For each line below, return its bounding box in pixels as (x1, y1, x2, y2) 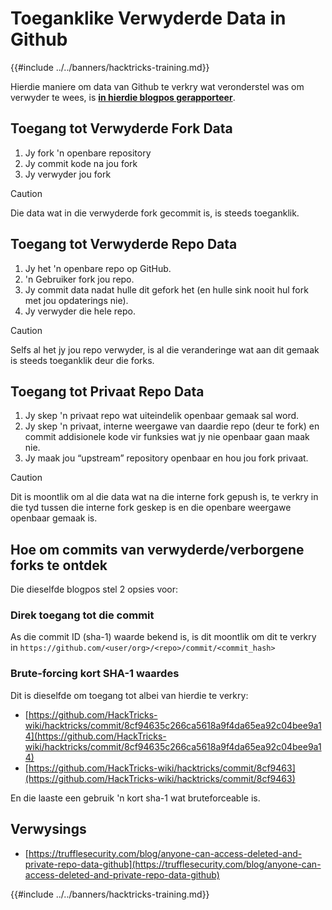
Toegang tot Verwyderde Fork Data (10, 120, 233, 137)
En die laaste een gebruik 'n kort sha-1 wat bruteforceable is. (10, 792, 261, 804)
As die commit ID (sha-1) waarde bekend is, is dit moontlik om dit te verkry (10, 631, 317, 643)
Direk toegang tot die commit (10, 608, 155, 622)
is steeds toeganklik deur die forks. (10, 354, 155, 366)
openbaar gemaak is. (10, 512, 98, 524)
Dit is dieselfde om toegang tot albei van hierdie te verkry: (10, 689, 249, 701)
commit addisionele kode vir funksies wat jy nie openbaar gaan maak (24, 431, 310, 443)
